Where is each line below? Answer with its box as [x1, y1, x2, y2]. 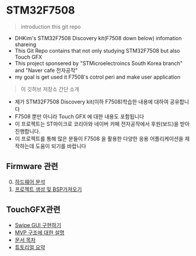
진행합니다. [14, 128, 41, 135]
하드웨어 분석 [14, 178, 46, 185]
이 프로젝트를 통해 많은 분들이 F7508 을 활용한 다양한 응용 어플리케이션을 [14, 135, 184, 142]
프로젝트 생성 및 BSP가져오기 [14, 186, 82, 193]
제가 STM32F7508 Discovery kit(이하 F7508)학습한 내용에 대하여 [14, 98, 169, 105]
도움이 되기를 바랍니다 [35, 142, 86, 150]
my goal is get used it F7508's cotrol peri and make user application [14, 73, 181, 80]
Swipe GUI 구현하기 [14, 221, 62, 228]
